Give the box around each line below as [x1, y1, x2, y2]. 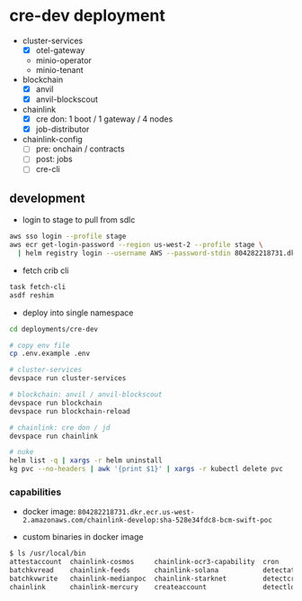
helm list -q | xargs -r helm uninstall [9, 456, 164, 465]
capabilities [9, 486, 62, 498]
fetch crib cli [22, 265, 69, 276]
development [9, 190, 85, 205]
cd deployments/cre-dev [9, 324, 99, 333]
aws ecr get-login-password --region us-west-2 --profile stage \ [9, 241, 263, 250]
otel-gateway [35, 44, 85, 55]
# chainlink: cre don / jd [9, 423, 111, 433]
